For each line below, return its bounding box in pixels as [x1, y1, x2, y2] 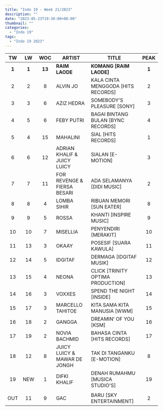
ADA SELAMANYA [91, 177, 132, 184]
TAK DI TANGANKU [91, 350, 135, 356]
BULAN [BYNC [91, 117, 125, 123]
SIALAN [91, 151, 109, 157]
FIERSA [56, 183, 73, 190]
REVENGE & [56, 177, 83, 184]
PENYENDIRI [91, 225, 120, 232]
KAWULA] [91, 245, 114, 252]
